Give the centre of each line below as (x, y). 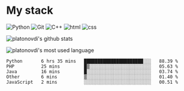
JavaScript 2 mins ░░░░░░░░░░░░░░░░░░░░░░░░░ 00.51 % (92, 82)
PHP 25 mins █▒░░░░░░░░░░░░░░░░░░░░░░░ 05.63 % (92, 66)
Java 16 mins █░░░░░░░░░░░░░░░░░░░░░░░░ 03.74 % (92, 72)
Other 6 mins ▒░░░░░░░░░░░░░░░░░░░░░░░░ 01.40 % (92, 77)
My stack (30, 10)
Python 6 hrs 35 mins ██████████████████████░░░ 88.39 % (92, 61)
